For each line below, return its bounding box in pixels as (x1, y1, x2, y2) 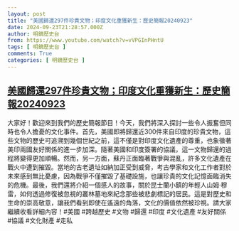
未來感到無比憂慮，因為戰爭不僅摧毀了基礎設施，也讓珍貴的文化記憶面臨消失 (7, 171, 232, 180)
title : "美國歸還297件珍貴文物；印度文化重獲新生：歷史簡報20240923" (7, 17, 193, 24)
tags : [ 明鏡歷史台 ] (7, 43, 66, 50)
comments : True (7, 50, 53, 58)
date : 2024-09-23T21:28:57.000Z (7, 23, 103, 31)
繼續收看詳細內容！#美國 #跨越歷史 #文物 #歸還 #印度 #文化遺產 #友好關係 (7, 207, 226, 215)
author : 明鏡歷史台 (7, 30, 60, 38)
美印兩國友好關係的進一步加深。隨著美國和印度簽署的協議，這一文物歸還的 (7, 145, 225, 154)
